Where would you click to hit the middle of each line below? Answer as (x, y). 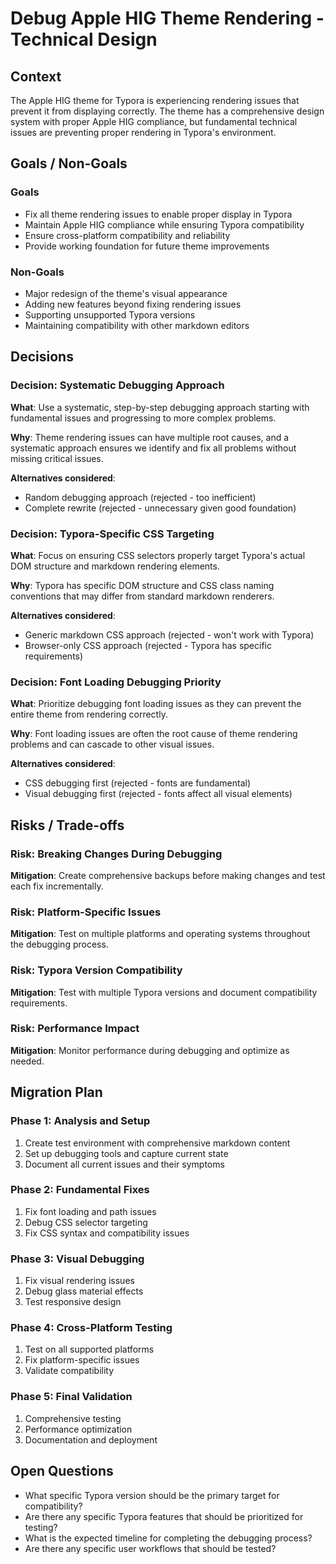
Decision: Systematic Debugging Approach (117, 385)
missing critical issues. (57, 458)
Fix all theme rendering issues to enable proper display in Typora (158, 214)
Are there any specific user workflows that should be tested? (150, 1548)
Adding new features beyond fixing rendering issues (133, 304)
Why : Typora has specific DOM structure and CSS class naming (142, 585)
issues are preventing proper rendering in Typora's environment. (143, 132)
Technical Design (84, 39)
